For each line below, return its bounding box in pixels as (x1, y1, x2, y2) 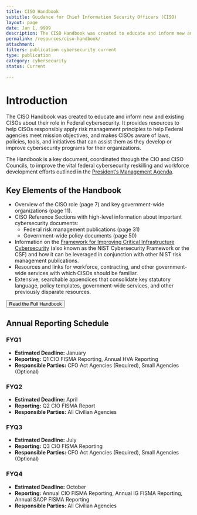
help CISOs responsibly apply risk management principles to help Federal (6, 126, 184, 133)
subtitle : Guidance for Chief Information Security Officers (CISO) (6, 14, 177, 20)
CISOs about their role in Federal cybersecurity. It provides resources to (6, 119, 180, 126)
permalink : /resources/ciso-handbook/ (6, 36, 101, 42)
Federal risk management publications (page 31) (23, 226, 140, 233)
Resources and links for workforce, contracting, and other (14, 263, 155, 270)
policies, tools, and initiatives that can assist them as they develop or (6, 138, 172, 145)
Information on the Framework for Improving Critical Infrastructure (14, 239, 175, 246)
